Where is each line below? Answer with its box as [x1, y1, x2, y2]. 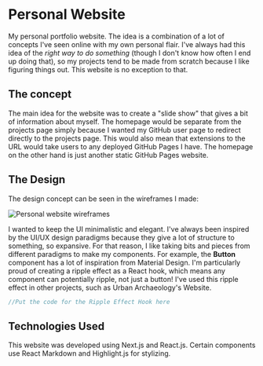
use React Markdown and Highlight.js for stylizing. [8, 349, 171, 358]
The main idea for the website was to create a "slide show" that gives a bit [8, 108, 249, 118]
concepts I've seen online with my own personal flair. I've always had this [8, 39, 246, 49]
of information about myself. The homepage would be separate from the [8, 116, 242, 126]
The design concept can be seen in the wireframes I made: [8, 194, 199, 203]
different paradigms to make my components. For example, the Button [8, 249, 236, 258]
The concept [8, 88, 72, 101]
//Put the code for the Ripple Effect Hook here [8, 298, 170, 306]
